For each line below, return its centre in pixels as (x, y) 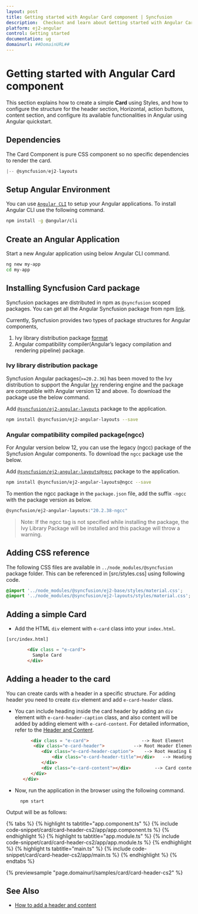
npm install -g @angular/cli (42, 221)
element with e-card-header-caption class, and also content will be (96, 717)
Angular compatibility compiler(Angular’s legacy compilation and (93, 344)
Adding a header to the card (58, 679)
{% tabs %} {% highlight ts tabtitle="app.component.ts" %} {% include (92, 823)
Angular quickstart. (29, 121)
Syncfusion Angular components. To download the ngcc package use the (95, 454)
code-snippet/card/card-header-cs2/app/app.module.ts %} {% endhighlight (99, 842)
